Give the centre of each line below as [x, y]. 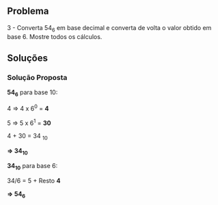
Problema [28, 11]
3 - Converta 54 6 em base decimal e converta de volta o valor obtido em [109, 28]
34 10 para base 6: [32, 167]
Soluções [27, 58]
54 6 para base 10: [32, 93]
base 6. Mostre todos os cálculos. [55, 36]
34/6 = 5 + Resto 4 [34, 180]
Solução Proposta [37, 77]
